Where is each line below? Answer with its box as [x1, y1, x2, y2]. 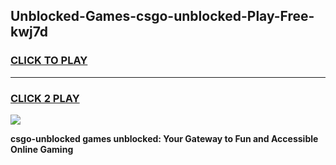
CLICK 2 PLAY [10, 91, 80, 105]
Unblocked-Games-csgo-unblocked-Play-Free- [10, 8, 315, 25]
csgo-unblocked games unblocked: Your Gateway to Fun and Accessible [10, 132, 319, 144]
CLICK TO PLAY [10, 54, 88, 68]
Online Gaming [10, 143, 74, 155]
